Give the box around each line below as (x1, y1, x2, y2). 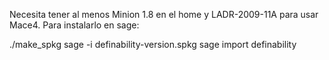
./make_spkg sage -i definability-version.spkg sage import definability (9, 39, 297, 50)
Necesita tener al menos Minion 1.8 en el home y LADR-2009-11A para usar (9, 9, 319, 20)
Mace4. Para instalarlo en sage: (9, 19, 140, 31)
